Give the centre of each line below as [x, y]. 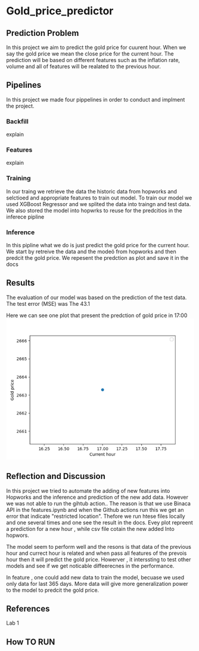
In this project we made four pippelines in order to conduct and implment [96, 99]
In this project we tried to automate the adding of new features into [88, 490]
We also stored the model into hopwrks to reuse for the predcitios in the [94, 210]
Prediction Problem [43, 33]
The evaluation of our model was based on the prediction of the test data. [97, 297]
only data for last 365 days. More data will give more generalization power [97, 584]
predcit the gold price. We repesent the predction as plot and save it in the [97, 258]
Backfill [17, 121]
